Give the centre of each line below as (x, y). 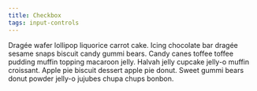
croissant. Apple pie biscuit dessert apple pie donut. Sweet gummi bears (126, 70)
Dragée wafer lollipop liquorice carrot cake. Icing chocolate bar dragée (123, 45)
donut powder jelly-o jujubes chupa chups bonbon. (91, 78)
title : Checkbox (35, 15)
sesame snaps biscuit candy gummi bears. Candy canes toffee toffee (121, 53)
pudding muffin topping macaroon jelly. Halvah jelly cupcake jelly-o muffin (129, 62)
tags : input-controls (44, 23)
